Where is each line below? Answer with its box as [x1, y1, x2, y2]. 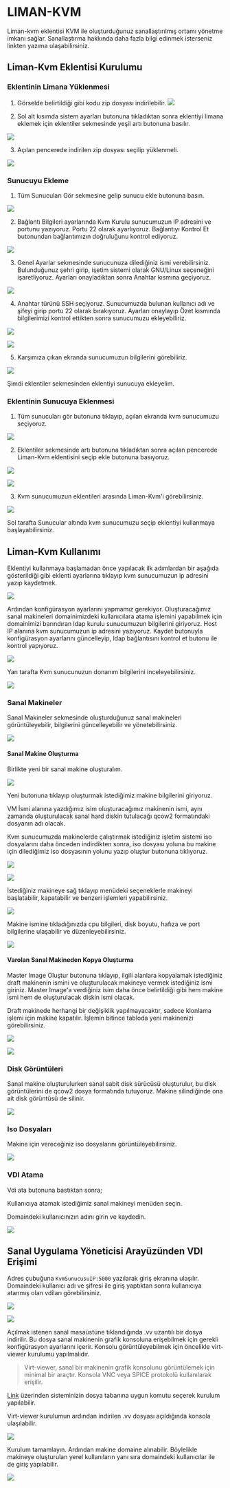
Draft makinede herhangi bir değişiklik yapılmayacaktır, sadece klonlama [7, 1006, 211, 1014]
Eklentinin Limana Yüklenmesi [7, 82, 110, 92]
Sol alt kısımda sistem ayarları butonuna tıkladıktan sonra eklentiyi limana [16, 112, 224, 120]
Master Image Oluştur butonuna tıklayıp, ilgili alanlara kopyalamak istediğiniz [7, 971, 223, 979]
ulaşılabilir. [7, 1419, 37, 1427]
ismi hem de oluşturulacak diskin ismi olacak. [7, 993, 135, 1001]
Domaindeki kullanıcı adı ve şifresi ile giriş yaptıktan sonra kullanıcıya [7, 1281, 202, 1290]
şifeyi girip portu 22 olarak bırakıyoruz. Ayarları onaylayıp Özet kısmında [16, 306, 221, 315]
